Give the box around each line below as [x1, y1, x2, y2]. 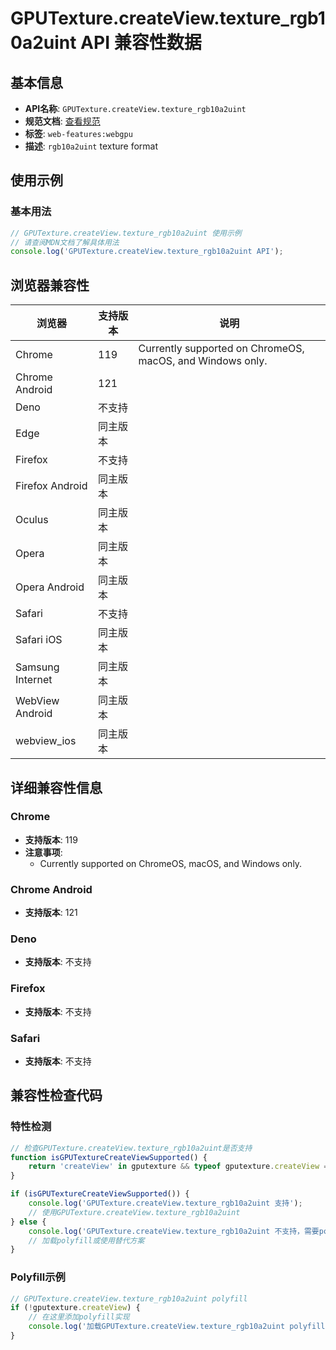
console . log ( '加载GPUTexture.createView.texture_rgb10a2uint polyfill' [28, 1322, 330, 1332]
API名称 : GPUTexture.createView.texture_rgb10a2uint [24, 103, 247, 114]
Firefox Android [15, 479, 88, 493]
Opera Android [15, 580, 85, 594]
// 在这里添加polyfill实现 [28, 1312, 130, 1322]
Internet [15, 673, 53, 687]
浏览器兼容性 [10, 277, 90, 294]
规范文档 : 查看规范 [24, 115, 101, 127]
